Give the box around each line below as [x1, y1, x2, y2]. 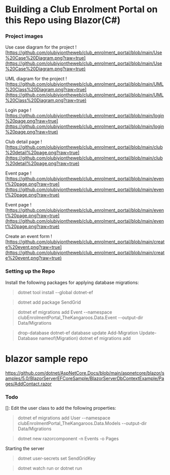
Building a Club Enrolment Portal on [5, 4, 158, 15]
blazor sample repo [5, 353, 88, 364]
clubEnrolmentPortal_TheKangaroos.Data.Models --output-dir [17, 420, 147, 427]
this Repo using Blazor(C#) [5, 14, 121, 26]
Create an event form [5, 233, 50, 240]
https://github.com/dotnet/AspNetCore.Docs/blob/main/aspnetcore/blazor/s [5, 370, 165, 376]
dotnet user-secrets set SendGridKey [17, 455, 96, 462]
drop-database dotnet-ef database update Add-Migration [17, 330, 139, 336]
